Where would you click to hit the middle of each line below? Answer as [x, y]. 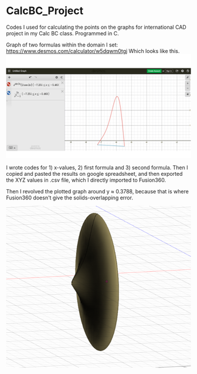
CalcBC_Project [45, 11]
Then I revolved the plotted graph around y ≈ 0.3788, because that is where [97, 191]
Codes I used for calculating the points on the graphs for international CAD [96, 27]
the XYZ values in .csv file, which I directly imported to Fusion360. [86, 180]
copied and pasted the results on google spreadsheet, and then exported [94, 173]
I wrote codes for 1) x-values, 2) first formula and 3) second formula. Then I [97, 167]
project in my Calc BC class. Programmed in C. [62, 33]
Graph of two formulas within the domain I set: [62, 45]
